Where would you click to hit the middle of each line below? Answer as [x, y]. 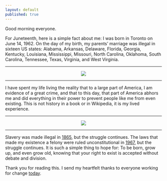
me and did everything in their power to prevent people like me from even [80, 98]
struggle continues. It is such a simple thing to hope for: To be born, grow [80, 148]
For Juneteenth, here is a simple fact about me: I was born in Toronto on [79, 38]
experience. [17, 109]
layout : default [22, 10]
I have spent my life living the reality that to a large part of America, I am [79, 88]
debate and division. [26, 158]
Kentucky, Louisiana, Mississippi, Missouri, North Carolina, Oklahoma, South [83, 54]
